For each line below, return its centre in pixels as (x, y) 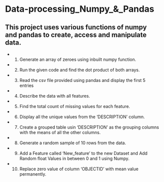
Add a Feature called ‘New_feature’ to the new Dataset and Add (83, 153)
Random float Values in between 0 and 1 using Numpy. (74, 158)
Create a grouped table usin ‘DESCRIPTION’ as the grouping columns (89, 127)
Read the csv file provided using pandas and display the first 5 (82, 80)
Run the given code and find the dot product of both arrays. (80, 70)
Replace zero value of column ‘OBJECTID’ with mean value (79, 169)
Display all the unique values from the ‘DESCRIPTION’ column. (82, 117)
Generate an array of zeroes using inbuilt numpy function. (78, 59)
